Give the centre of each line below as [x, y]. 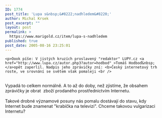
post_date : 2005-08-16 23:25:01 [38, 45]
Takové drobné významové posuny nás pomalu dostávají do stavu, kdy [76, 101]
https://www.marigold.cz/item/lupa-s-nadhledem [58, 37]
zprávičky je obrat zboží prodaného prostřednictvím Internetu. [68, 90]
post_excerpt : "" [23, 23]
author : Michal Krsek [27, 18]
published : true [21, 41]
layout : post [18, 28]
